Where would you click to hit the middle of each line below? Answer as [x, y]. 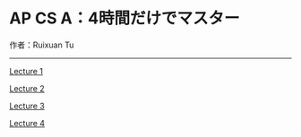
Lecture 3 [27, 106]
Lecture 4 [27, 123]
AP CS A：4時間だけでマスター [125, 18]
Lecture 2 [27, 88]
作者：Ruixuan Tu [42, 45]
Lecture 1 [26, 71]
